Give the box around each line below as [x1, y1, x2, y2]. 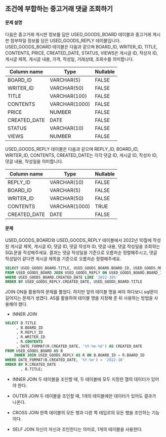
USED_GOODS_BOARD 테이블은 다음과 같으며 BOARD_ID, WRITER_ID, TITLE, [5, 44, 158, 49]
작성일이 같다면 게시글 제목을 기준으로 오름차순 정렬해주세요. [5, 256, 122, 262]
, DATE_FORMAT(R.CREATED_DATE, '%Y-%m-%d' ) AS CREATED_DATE [16, 344, 142, 349]
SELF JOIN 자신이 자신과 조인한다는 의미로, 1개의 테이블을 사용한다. [12, 426, 143, 432]
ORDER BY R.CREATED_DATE [5, 362, 56, 367]
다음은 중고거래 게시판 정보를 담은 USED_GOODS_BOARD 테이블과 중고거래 [5, 31, 152, 37]
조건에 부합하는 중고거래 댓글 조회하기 [5, 4, 113, 13]
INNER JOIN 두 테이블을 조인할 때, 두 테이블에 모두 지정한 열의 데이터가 [12, 376, 150, 382]
